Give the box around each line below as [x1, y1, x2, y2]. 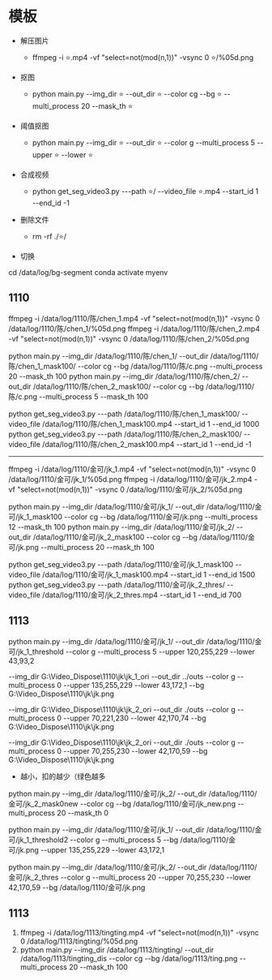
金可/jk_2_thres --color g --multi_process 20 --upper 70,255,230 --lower [8, 872, 252, 882]
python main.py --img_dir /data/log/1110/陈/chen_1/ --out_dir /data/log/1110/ [8, 350, 259, 361]
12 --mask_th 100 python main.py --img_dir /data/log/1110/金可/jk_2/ [8, 522, 235, 531]
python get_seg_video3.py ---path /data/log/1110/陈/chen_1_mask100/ [8, 409, 240, 419]
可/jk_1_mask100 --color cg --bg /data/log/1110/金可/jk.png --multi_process [8, 512, 258, 522]
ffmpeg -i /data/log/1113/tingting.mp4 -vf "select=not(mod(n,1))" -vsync [19, 928, 259, 938]
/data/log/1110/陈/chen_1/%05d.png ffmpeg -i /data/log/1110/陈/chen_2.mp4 [8, 324, 261, 333]
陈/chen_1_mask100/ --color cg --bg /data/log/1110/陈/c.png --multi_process [8, 361, 263, 371]
